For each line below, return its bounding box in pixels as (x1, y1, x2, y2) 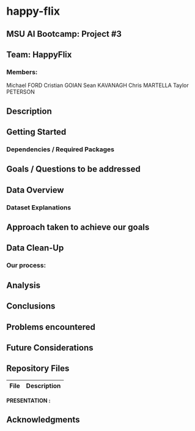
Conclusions (6, 301, 56, 312)
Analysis (6, 280, 41, 290)
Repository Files (6, 363, 70, 374)
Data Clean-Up (6, 243, 64, 253)
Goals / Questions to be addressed (6, 164, 141, 174)
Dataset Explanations (6, 203, 72, 212)
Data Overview (6, 185, 64, 195)
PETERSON (6, 88, 35, 96)
